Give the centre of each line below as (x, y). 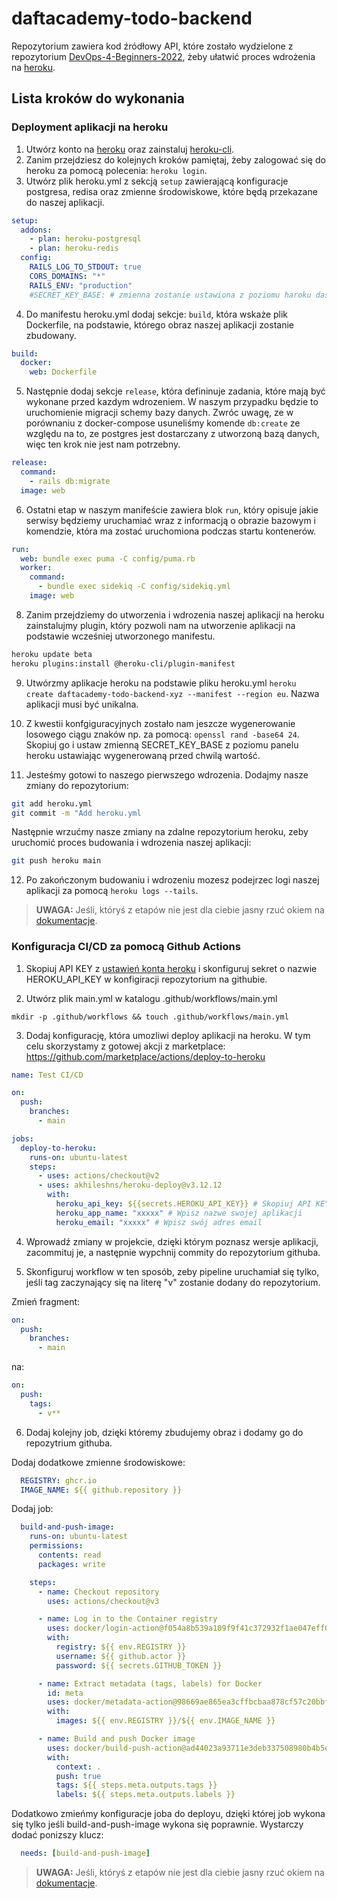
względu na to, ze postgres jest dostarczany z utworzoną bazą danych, (172, 434)
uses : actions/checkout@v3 (103, 1601)
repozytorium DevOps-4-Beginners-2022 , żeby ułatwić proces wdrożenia (163, 56)
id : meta (65, 1693)
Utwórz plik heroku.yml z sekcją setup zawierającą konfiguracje (157, 181)
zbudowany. (51, 335)
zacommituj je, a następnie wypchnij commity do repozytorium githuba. (173, 1252)
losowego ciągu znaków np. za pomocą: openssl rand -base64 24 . (162, 734)
